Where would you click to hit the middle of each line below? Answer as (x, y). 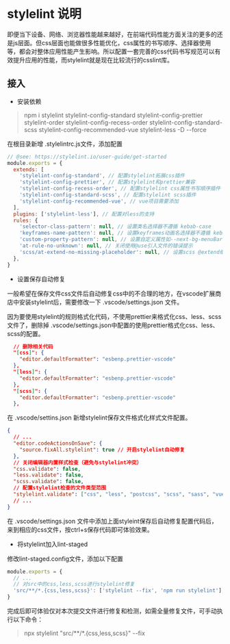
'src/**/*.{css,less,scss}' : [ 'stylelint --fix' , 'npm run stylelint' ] (118, 591)
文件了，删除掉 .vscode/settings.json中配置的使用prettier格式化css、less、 (113, 325)
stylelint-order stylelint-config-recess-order (86, 122)
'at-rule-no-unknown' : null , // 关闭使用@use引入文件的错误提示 (106, 246)
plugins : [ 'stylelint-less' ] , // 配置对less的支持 (84, 214)
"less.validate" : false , (49, 475)
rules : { (26, 220)
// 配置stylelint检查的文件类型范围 (60, 488)
